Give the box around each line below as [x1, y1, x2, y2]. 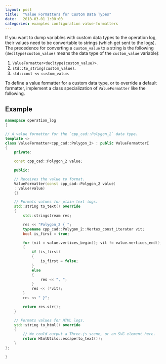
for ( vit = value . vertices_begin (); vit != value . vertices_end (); [23, 240, 163, 245]
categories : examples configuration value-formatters [5, 21, 119, 26]
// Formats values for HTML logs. [14, 318, 85, 323]
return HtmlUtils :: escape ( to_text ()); [23, 336, 103, 341]
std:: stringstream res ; [23, 213, 72, 218]
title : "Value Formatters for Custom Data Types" [5, 12, 112, 17]
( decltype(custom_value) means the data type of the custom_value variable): [5, 50, 160, 56]
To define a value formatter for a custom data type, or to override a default [5, 80, 157, 86]
